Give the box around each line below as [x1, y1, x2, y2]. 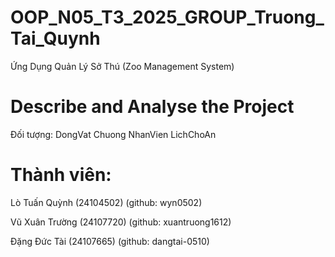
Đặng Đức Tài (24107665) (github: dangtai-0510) [10, 235, 210, 247]
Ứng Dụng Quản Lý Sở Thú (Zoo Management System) [10, 60, 235, 72]
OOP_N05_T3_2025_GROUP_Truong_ [10, 6, 325, 29]
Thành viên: [10, 164, 112, 186]
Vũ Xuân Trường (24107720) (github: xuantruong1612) [10, 216, 232, 228]
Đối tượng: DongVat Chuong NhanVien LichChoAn [10, 128, 217, 140]
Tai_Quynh [10, 27, 101, 50]
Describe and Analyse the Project [10, 96, 295, 118]
